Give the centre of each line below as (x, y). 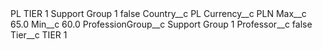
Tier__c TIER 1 (39, 35)
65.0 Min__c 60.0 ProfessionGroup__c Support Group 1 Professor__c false (161, 24)
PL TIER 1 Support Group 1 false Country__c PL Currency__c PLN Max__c (158, 13)
